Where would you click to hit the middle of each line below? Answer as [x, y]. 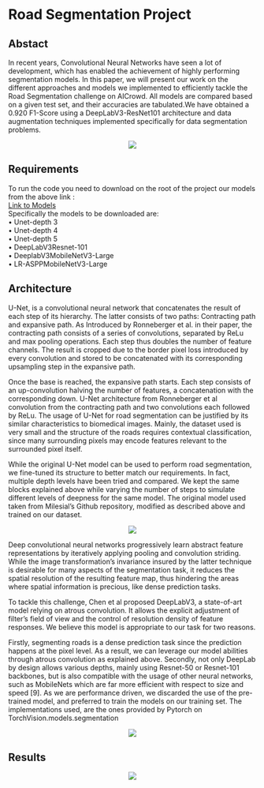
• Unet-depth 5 [33, 238]
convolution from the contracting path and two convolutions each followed [129, 407]
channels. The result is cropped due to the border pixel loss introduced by [128, 350]
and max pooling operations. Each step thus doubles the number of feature [130, 341]
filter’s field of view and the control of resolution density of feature [116, 618]
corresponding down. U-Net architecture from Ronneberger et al [113, 398]
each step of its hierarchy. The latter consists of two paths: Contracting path [132, 316]
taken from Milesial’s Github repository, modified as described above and [127, 506]
